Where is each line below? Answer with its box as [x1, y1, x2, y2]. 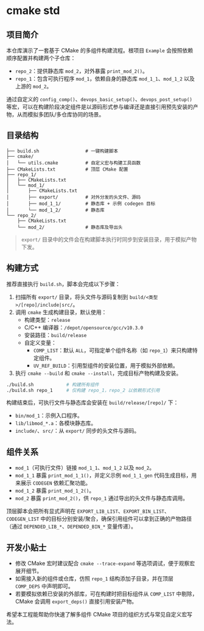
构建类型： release [24, 316, 71, 323]
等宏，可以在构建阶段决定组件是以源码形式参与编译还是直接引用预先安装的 [6, 103, 193, 110]
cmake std [6, 4, 60, 18]
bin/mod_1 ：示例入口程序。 [15, 412, 83, 419]
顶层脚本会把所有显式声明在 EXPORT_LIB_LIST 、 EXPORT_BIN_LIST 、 [6, 507, 170, 515]
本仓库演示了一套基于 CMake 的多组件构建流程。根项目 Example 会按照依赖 [6, 47, 194, 54]
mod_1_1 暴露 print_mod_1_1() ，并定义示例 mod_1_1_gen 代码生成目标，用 [15, 472, 197, 479]
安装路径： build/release [24, 331, 87, 338]
